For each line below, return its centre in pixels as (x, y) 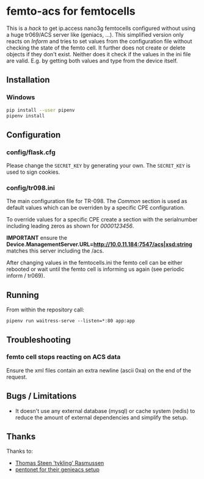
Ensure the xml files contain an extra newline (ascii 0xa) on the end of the (99, 370)
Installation (28, 80)
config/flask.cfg (31, 152)
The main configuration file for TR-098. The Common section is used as (97, 201)
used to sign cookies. (33, 172)
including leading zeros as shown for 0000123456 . (70, 226)
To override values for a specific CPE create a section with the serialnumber (102, 220)
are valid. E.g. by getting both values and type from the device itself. (92, 61)
